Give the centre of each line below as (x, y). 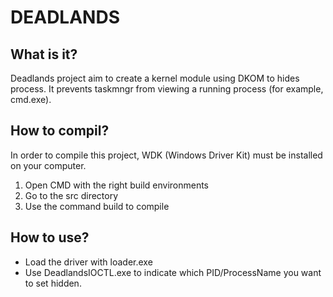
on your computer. (48, 165)
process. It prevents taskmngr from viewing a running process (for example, (167, 89)
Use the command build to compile (97, 206)
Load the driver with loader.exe (88, 262)
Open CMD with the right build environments (117, 185)
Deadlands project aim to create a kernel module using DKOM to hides (155, 78)
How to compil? (60, 131)
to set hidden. (53, 283)
